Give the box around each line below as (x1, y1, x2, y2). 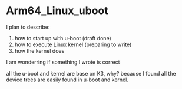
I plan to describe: (6, 23, 50, 30)
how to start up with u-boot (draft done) (14, 35, 111, 42)
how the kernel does (14, 47, 65, 54)
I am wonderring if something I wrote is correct (6, 59, 120, 66)
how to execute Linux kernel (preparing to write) (14, 41, 132, 48)
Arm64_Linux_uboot (6, 4, 108, 18)
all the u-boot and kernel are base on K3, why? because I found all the (6, 70, 176, 77)
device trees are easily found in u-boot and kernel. (6, 76, 128, 83)
